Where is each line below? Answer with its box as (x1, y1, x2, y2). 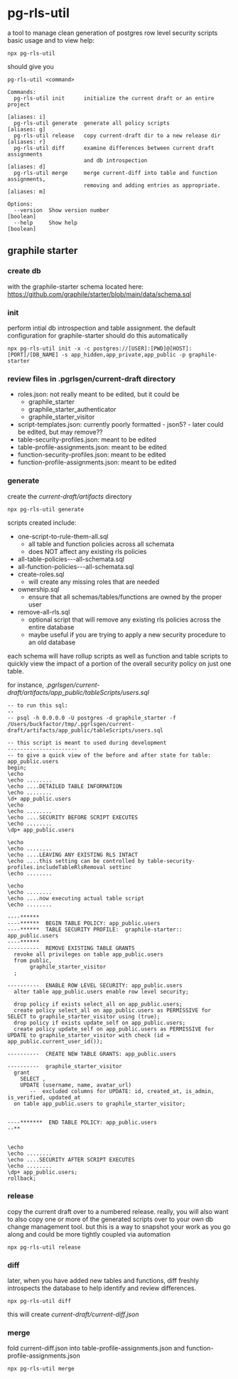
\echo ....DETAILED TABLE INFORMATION (7, 782, 122, 790)
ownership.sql (17, 585, 60, 593)
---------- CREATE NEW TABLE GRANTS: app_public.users (7, 1050, 176, 1058)
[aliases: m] (7, 188, 46, 195)
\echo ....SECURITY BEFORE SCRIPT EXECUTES (7, 814, 139, 821)
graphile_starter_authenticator (28, 405, 117, 414)
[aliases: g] (7, 126, 46, 133)
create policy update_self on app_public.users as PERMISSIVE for (13, 1026, 215, 1033)
